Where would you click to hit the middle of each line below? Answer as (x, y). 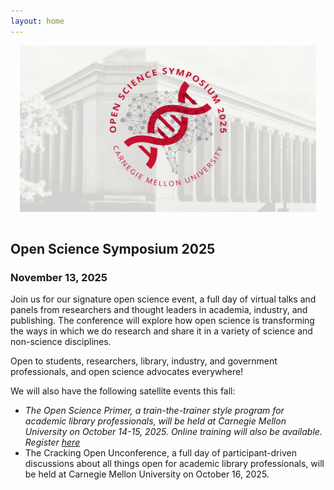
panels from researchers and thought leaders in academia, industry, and (159, 310)
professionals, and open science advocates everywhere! (127, 372)
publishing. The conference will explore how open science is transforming (162, 321)
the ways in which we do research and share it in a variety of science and (161, 331)
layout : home (37, 21)
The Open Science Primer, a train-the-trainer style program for (154, 411)
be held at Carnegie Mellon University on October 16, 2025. (147, 474)
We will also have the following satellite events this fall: (123, 391)
